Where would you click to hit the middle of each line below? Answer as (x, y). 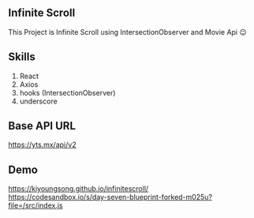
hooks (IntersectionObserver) (67, 92)
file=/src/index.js (35, 205)
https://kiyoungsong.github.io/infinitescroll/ (78, 189)
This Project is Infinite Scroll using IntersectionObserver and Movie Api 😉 (127, 32)
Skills (22, 57)
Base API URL (42, 126)
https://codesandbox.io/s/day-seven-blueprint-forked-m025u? (110, 197)
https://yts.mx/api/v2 (42, 145)
